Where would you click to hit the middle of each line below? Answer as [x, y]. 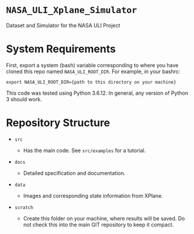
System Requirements [61, 49]
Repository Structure [58, 123]
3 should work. [24, 99]
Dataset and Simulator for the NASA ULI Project [63, 25]
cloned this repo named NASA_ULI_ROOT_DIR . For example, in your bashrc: [93, 71]
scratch [24, 207]
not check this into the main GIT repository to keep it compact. [98, 225]
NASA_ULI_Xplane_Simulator [72, 10]
